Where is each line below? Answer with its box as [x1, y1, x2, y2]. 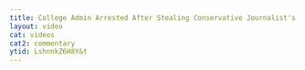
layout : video [9, 22, 64, 31]
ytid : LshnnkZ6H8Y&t [9, 47, 89, 56]
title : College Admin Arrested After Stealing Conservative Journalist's [9, 13, 297, 23]
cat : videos [9, 30, 55, 39]
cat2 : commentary [9, 38, 76, 48]
